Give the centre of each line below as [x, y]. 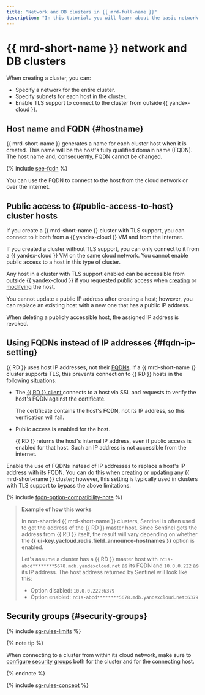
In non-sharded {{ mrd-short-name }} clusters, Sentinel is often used [108, 521]
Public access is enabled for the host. [62, 429]
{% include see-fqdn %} [37, 169]
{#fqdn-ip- [174, 343]
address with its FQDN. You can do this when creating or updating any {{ [98, 472]
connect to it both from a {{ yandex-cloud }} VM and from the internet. [95, 237]
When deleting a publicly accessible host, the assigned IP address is [93, 317]
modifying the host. [31, 287]
